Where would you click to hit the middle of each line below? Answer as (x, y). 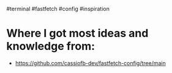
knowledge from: (51, 47)
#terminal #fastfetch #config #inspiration (58, 9)
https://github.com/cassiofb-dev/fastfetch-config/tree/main (91, 63)
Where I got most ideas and (77, 33)
